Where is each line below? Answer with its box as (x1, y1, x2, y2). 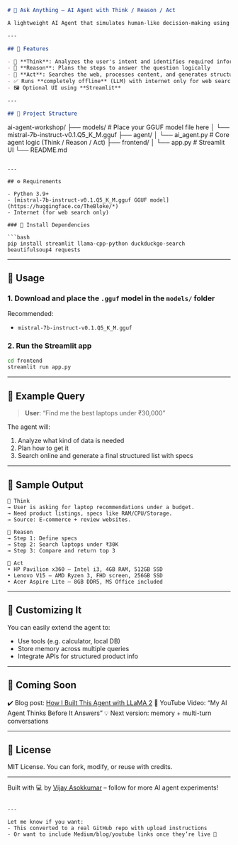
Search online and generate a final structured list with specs (17, 452, 193, 460)
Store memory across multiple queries (17, 644, 130, 653)
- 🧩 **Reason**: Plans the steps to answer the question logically (7, 65, 211, 72)
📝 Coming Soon (7, 679, 76, 692)
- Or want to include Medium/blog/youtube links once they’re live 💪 (7, 831, 217, 838)
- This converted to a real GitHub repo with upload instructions (7, 824, 208, 832)
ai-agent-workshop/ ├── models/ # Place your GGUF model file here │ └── (7, 123, 230, 131)
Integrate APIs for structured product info (17, 652, 139, 660)
